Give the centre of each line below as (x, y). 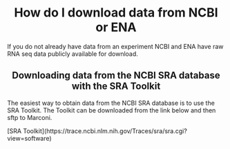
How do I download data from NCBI (116, 13)
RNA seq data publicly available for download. (73, 54)
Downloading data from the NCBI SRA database (116, 76)
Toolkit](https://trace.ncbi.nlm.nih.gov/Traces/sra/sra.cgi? (105, 131)
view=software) (29, 138)
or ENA (116, 27)
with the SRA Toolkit (116, 87)
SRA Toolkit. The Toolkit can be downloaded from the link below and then (112, 110)
